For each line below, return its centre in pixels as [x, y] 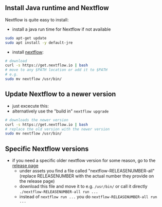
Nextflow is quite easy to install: [37, 19]
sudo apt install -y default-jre [39, 43]
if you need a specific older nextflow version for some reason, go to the [84, 161]
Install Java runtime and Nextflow [57, 8]
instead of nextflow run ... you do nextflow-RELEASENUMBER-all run [88, 197]
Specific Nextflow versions [47, 149]
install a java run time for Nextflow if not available [61, 29]
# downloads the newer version [37, 120]
